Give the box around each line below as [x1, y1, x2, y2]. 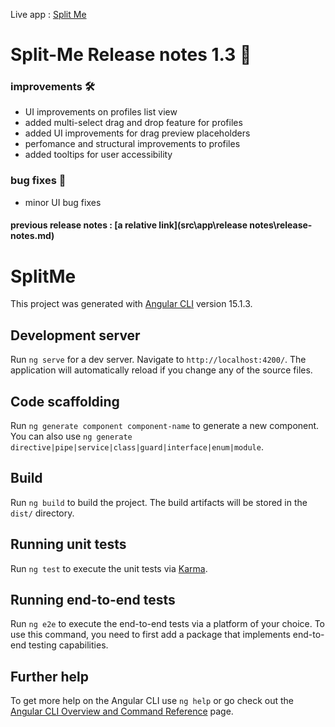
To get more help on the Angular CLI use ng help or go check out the [10, 695, 294, 707]
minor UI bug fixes [24, 196, 102, 208]
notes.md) [10, 230, 55, 242]
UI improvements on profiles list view [24, 106, 178, 118]
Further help [10, 668, 90, 685]
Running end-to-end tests [10, 591, 176, 608]
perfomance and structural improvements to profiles [24, 138, 241, 150]
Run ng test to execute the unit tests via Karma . [10, 562, 208, 574]
